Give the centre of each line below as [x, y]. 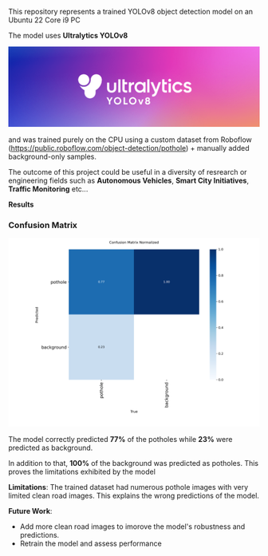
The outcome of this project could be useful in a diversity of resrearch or [128, 172]
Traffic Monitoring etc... [48, 189]
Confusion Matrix [43, 225]
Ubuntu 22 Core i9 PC [45, 20]
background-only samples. [53, 157]
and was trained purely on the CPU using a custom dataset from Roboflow [130, 140]
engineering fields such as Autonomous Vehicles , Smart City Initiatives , [129, 181]
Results [21, 205]
